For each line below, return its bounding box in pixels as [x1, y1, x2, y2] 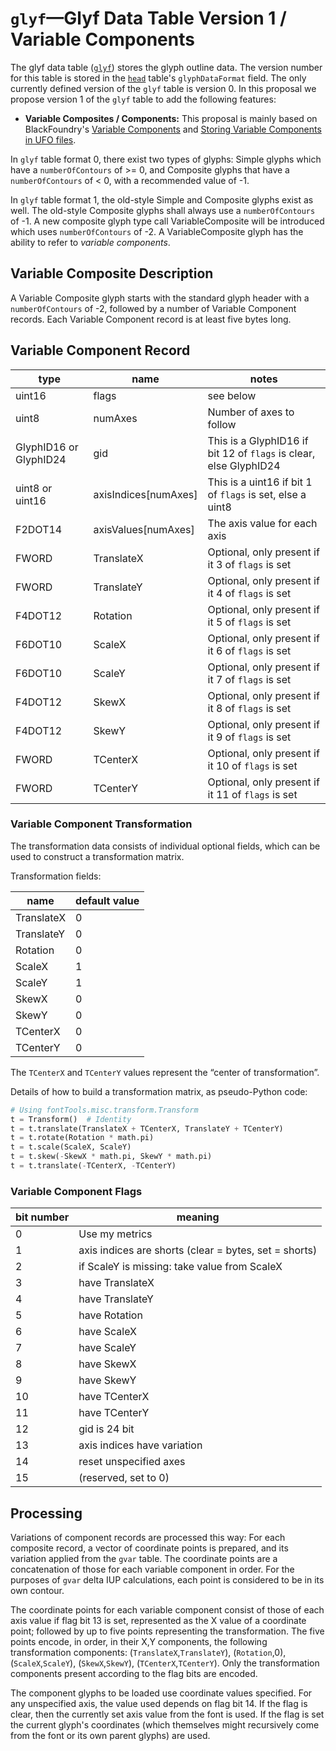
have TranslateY [78, 1292, 154, 1306]
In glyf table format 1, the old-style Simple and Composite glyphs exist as [10, 193, 314, 206]
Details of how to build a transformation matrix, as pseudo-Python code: [10, 1085, 308, 1097]
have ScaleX [78, 1325, 137, 1339]
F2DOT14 [15, 522, 63, 536]
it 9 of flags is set [207, 730, 292, 744]
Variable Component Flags [10, 1184, 143, 1198]
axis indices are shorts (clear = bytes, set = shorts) [78, 1243, 318, 1257]
